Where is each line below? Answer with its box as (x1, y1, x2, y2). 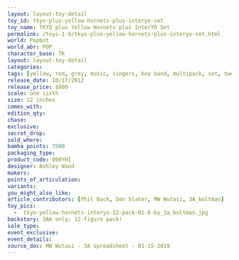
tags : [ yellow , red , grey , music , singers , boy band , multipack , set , (7, 70, 221, 77)
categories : (7, 63, 43, 71)
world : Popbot (7, 37, 50, 44)
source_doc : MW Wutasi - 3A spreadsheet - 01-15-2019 (7, 242, 171, 249)
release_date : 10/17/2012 (7, 76, 84, 84)
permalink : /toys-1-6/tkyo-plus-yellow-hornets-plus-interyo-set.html (7, 30, 221, 38)
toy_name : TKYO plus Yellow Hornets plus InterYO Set (7, 24, 171, 31)
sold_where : (7, 136, 43, 143)
